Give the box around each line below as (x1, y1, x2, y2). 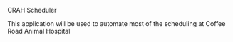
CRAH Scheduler (7, 6, 57, 14)
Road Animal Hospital (7, 27, 71, 35)
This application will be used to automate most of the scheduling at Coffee (7, 20, 226, 27)
